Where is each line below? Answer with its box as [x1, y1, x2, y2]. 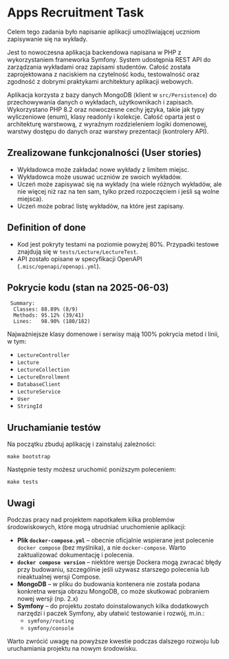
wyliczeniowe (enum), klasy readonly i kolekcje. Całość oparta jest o [7, 112, 201, 121]
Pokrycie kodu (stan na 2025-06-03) [7, 282, 169, 293]
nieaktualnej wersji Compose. [17, 572, 101, 581]
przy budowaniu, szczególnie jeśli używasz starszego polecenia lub [17, 566, 210, 573]
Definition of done [7, 222, 86, 234]
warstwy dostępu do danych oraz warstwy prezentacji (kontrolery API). [7, 127, 209, 135]
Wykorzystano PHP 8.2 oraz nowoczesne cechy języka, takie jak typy [7, 105, 205, 113]
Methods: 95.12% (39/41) [13, 312, 85, 319]
